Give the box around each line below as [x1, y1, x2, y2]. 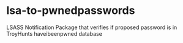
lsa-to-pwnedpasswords [6, 4, 135, 18]
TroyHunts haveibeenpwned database [6, 30, 103, 37]
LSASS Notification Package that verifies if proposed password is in [6, 24, 177, 31]
